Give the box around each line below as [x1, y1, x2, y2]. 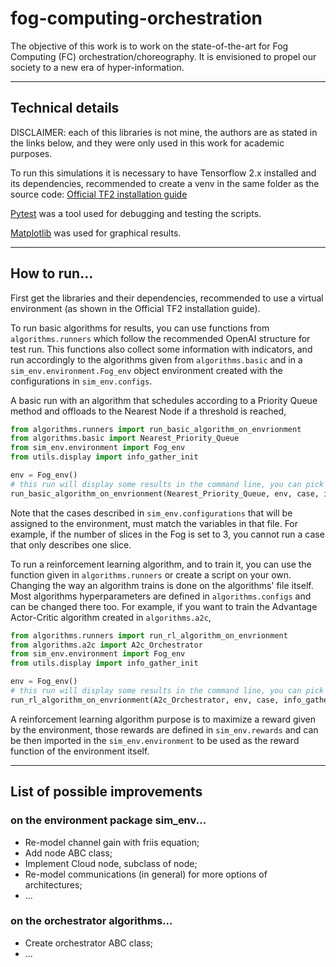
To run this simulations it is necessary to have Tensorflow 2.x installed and [10, 167, 317, 179]
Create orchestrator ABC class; [24, 937, 154, 949]
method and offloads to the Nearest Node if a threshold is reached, [10, 405, 287, 417]
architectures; [24, 878, 83, 891]
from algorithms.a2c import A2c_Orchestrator [10, 640, 203, 650]
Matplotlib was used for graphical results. [10, 227, 182, 239]
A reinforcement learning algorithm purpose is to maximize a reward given [10, 713, 316, 725]
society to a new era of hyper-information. [10, 61, 185, 73]
